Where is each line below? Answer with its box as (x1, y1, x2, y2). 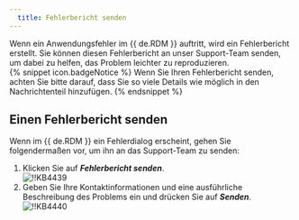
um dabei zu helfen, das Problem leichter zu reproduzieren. (9, 57, 230, 68)
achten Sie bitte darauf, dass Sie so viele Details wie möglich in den (9, 76, 259, 87)
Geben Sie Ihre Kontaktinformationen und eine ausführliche (22, 182, 243, 193)
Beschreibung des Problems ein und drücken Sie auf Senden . (22, 191, 252, 203)
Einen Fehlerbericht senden (9, 112, 168, 127)
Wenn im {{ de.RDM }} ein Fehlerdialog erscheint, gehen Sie (9, 136, 231, 147)
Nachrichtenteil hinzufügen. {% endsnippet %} (9, 86, 183, 96)
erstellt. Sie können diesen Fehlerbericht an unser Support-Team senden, (9, 47, 282, 59)
